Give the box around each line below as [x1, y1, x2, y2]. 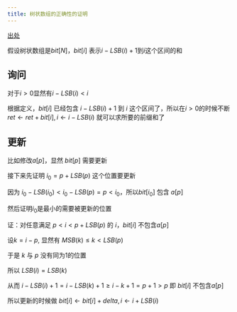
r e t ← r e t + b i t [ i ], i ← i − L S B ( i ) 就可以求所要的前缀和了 [7, 113, 165, 122]
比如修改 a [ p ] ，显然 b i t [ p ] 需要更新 [7, 156, 108, 165]
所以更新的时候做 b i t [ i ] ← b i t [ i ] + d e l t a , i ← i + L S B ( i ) [7, 296, 159, 305]
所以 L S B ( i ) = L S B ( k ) [7, 266, 67, 274]
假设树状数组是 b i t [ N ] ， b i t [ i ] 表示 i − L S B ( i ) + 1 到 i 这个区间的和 [7, 46, 183, 54]
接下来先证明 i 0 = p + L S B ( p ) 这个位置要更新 [7, 172, 136, 182]
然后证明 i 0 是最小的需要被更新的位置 [7, 204, 112, 214]
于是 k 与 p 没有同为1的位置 [7, 251, 87, 259]
